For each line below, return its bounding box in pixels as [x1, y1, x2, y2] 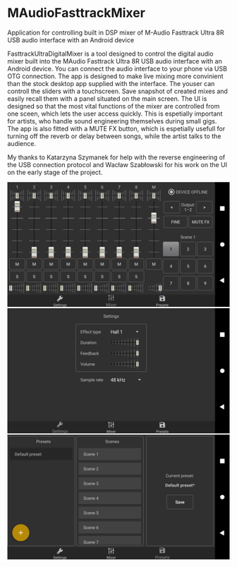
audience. [7, 139, 37, 147]
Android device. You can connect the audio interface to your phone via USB [7, 64, 228, 73]
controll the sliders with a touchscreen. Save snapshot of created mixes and [7, 87, 228, 95]
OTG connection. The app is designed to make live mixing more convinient [7, 72, 224, 80]
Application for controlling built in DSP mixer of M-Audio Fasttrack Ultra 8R [7, 28, 224, 37]
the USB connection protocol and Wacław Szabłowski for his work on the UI [7, 160, 228, 169]
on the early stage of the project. [7, 168, 103, 176]
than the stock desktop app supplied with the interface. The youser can [7, 79, 215, 87]
